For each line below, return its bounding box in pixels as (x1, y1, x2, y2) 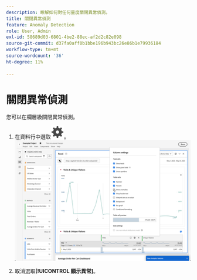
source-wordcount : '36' (6, 53, 64, 59)
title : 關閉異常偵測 (6, 15, 51, 22)
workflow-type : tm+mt (6, 47, 59, 53)
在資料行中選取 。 (14, 133, 69, 140)
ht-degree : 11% (6, 59, 43, 65)
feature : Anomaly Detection (6, 22, 75, 28)
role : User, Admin (6, 28, 51, 34)
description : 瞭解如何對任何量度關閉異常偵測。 (6, 9, 110, 15)
